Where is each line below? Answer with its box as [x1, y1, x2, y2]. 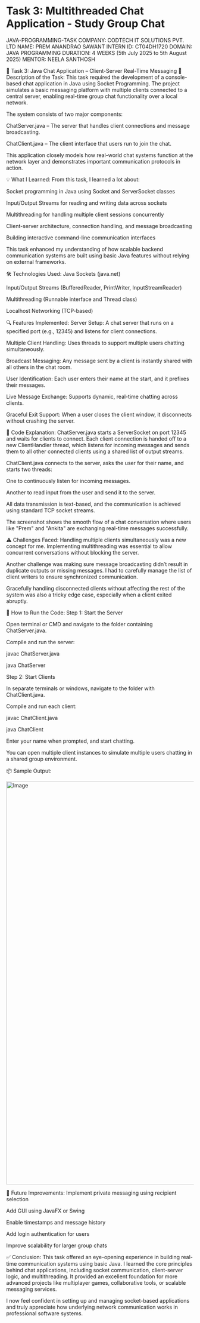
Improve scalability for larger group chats [6, 1242, 107, 1249]
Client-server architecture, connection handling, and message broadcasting [6, 222, 192, 229]
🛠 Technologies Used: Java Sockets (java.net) [6, 270, 121, 277]
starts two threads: [6, 466, 52, 473]
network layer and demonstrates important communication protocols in [6, 158, 180, 165]
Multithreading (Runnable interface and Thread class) [6, 296, 137, 303]
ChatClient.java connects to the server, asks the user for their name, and [6, 459, 184, 466]
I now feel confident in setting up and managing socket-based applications [6, 1297, 190, 1304]
